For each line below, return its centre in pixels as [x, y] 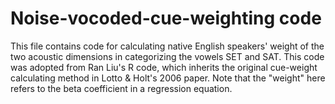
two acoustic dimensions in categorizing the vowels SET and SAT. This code [167, 56]
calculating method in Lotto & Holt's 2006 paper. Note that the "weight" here [168, 78]
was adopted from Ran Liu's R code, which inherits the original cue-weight [164, 67]
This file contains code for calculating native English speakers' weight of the [167, 46]
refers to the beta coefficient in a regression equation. [121, 88]
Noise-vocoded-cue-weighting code [166, 18]
